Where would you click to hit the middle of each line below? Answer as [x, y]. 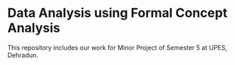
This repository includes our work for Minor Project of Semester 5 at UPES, [117, 47]
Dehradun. [23, 55]
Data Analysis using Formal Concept [117, 13]
